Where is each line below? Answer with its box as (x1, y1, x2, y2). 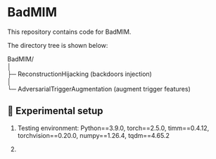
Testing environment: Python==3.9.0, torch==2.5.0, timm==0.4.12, (17, 124, 210, 132)
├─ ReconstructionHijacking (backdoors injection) (7, 70, 153, 78)
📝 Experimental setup (7, 105, 103, 117)
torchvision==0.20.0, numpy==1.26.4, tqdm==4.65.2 (17, 131, 170, 139)
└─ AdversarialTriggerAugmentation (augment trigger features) (7, 84, 191, 93)
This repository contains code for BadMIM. (7, 27, 132, 36)
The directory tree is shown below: (7, 41, 108, 49)
